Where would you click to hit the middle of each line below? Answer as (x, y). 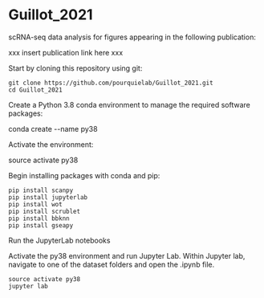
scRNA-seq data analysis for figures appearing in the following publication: (132, 37)
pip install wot (35, 204)
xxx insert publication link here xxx (66, 52)
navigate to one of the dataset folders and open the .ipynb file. (112, 264)
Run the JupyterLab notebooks (59, 240)
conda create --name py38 (53, 129)
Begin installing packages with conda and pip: (84, 175)
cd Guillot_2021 (35, 90)
